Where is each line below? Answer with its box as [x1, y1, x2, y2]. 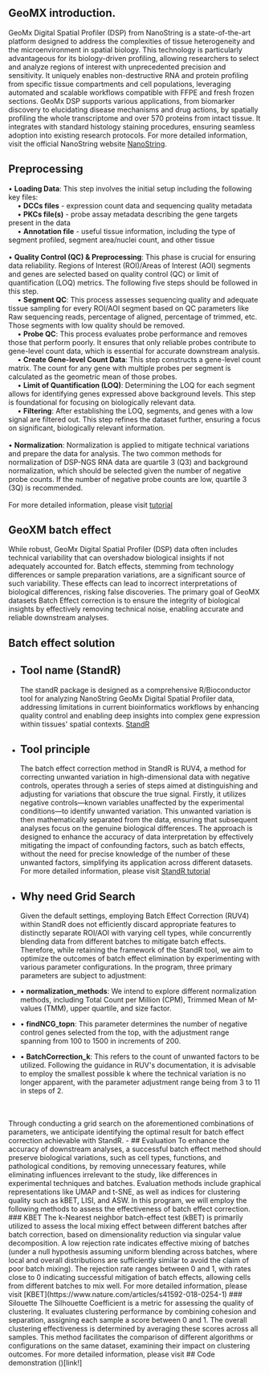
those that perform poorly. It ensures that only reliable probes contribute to [8, 337, 257, 347]
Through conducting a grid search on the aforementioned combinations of [8, 1118, 255, 1129]
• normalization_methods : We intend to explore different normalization [19, 986, 257, 996]
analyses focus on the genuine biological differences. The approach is [19, 824, 253, 834]
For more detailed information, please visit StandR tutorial [19, 867, 210, 876]
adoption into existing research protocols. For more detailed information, [8, 130, 248, 140]
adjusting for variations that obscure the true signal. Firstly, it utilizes [19, 789, 247, 799]
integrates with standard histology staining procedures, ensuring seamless [8, 121, 255, 131]
